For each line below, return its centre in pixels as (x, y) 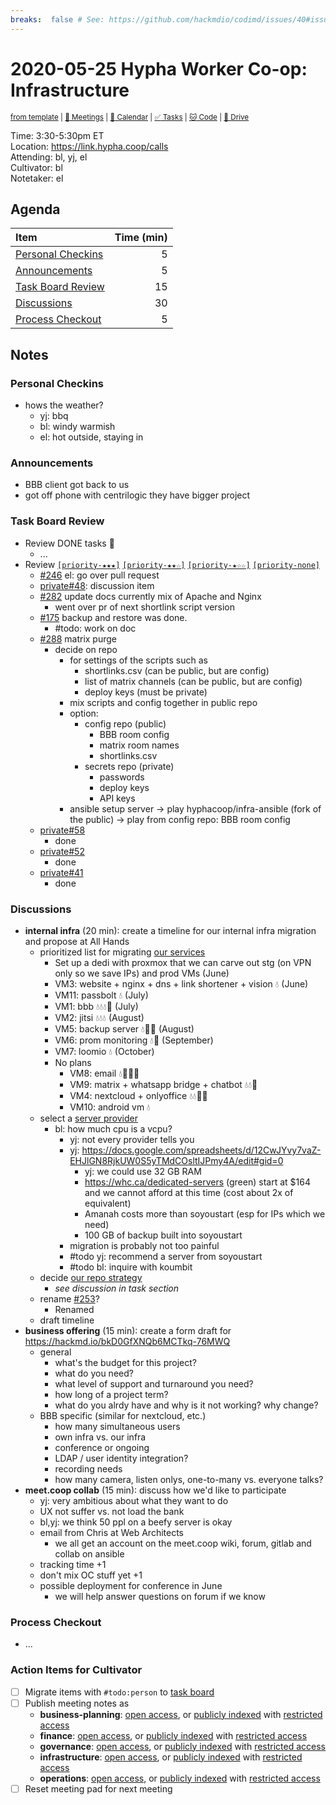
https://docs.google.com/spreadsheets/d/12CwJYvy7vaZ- (201, 1150)
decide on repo (86, 649)
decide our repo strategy (91, 1277)
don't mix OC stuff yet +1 (91, 1575)
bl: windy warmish (77, 427)
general (55, 1352)
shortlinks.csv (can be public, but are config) (177, 670)
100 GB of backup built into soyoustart (163, 1235)
